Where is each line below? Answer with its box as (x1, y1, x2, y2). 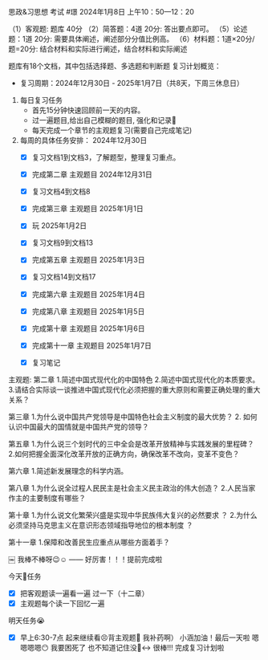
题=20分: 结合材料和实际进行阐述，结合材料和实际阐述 (8, 44, 188, 54)
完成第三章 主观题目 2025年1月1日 (31, 204, 144, 214)
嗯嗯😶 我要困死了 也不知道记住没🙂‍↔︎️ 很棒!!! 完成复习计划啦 (26, 643, 225, 652)
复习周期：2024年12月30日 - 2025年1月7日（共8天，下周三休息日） (19, 79, 245, 88)
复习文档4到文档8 (31, 187, 91, 197)
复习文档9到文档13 (31, 238, 94, 247)
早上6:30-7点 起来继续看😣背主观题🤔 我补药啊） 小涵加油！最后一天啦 (19, 633, 250, 642)
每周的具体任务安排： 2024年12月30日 (19, 136, 148, 145)
